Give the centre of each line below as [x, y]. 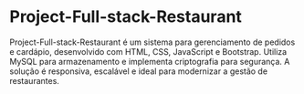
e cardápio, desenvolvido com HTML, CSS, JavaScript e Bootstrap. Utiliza [148, 51]
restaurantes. [34, 80]
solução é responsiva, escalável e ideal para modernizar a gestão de [138, 71]
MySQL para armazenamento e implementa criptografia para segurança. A [150, 61]
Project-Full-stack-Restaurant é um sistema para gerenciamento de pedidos [152, 42]
